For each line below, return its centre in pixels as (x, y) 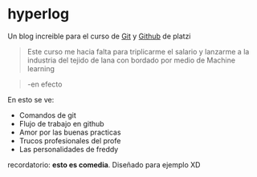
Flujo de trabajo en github (62, 123)
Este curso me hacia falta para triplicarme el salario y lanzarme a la (138, 51)
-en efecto (45, 84)
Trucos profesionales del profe (70, 140)
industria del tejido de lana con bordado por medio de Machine (131, 60)
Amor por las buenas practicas (70, 132)
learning (41, 68)
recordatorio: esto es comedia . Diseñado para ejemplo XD (104, 164)
